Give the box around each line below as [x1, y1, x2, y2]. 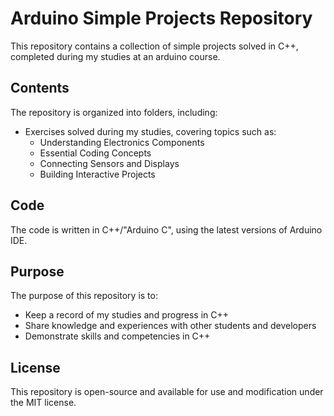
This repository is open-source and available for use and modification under [10, 386, 324, 398]
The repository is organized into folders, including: [10, 106, 218, 118]
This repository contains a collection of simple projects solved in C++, [10, 40, 299, 52]
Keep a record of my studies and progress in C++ [24, 309, 230, 321]
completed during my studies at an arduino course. [10, 50, 221, 62]
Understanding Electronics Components [39, 136, 205, 148]
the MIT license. [10, 397, 77, 409]
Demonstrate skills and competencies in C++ [24, 330, 211, 342]
